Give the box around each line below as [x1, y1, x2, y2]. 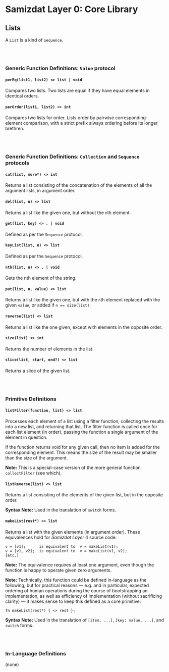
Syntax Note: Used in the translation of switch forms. [5, 507, 117, 513]
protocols [5, 160, 29, 167]
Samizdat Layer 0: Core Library [5, 4, 138, 15]
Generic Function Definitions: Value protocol [5, 65, 116, 72]
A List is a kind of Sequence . [5, 37, 64, 43]
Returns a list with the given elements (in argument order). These [5, 529, 140, 535]
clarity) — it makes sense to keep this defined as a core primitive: [5, 598, 141, 604]
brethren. [5, 125, 25, 132]
